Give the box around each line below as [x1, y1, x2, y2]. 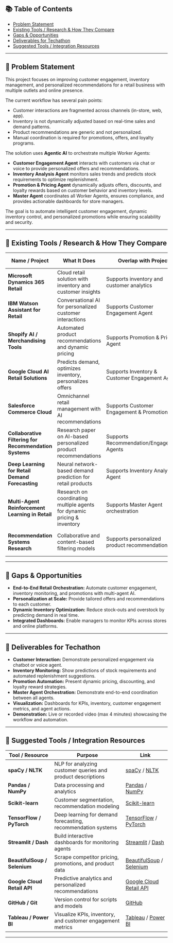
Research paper [57, 426, 96, 434]
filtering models [57, 545, 95, 552]
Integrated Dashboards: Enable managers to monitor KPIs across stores [12, 617, 167, 624]
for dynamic [57, 508, 86, 515]
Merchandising [8, 337, 46, 344]
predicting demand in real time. [12, 612, 79, 618]
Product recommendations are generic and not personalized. [12, 129, 143, 135]
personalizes [57, 378, 89, 385]
